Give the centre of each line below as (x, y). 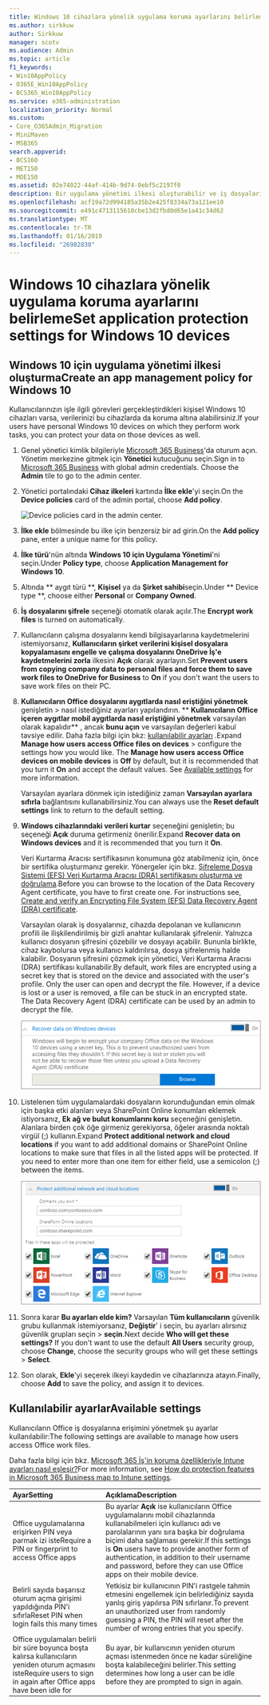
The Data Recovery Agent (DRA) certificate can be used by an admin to (138, 1001)
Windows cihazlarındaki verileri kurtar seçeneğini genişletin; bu (127, 826)
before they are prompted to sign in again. (174, 1681)
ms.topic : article (40, 59)
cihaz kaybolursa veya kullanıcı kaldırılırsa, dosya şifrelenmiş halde (131, 950)
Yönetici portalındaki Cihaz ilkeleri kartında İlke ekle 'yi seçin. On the (132, 491)
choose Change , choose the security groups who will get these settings (139, 1351)
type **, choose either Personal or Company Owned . (108, 596)
